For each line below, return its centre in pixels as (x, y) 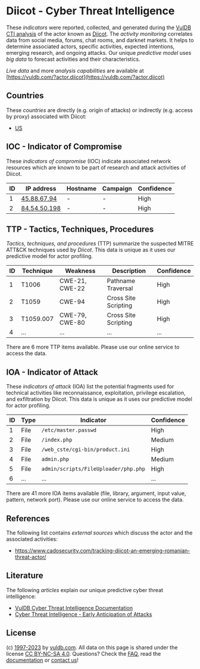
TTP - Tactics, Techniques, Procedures (80, 229)
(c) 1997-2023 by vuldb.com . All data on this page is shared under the (92, 647)
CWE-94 (72, 302)
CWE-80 (72, 323)
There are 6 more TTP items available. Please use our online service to (93, 347)
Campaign (117, 188)
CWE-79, (73, 315)
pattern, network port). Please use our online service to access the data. (95, 500)
